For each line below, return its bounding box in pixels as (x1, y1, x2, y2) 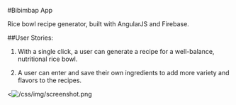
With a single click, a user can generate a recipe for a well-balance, (17, 48, 215, 55)
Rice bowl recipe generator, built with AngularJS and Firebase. (7, 20, 189, 28)
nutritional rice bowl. (17, 55, 78, 63)
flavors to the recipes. (17, 76, 82, 84)
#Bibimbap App (7, 6, 53, 14)
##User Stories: (7, 33, 54, 42)
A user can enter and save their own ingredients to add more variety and (17, 69, 230, 77)
